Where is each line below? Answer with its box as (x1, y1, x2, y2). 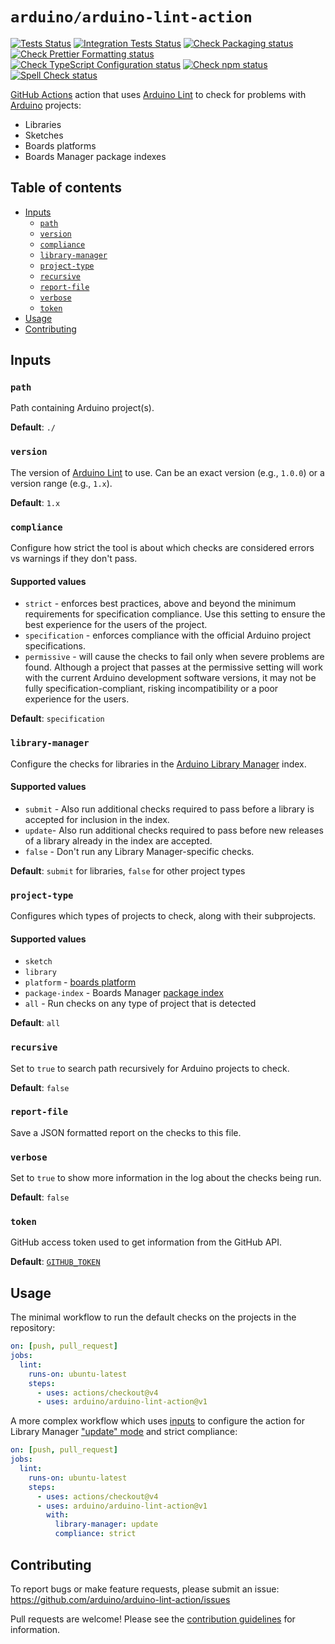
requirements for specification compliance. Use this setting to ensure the (24, 608, 326, 620)
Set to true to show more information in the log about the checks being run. (10, 1172, 322, 1184)
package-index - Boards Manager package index (24, 987, 224, 999)
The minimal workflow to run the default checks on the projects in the (10, 1311, 297, 1323)
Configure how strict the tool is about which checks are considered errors (10, 542, 315, 554)
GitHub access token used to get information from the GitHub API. (10, 1236, 283, 1248)
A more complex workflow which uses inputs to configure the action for (10, 1415, 305, 1427)
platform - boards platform (24, 976, 137, 988)
